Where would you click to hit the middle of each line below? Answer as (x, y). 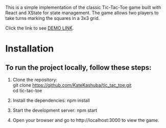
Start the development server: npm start (55, 110)
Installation (30, 49)
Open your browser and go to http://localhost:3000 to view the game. (86, 120)
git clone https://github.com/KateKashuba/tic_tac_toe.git (72, 85)
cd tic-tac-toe (27, 91)
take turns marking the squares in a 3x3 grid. (53, 18)
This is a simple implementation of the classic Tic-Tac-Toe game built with (83, 7)
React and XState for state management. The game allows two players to (82, 13)
